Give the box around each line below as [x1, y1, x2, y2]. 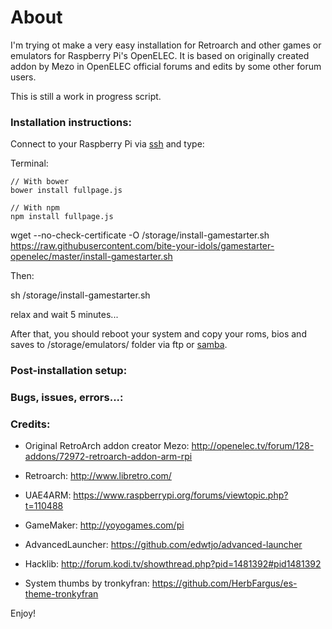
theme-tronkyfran [24, 588, 99, 600]
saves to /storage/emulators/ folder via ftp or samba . [10, 339, 228, 351]
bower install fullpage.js [10, 186, 123, 196]
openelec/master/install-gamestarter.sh [10, 251, 173, 263]
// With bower [10, 177, 70, 187]
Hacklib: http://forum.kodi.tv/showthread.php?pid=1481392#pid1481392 [24, 558, 322, 570]
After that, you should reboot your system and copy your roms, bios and [10, 328, 307, 340]
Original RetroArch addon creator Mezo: [24, 440, 190, 452]
